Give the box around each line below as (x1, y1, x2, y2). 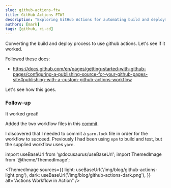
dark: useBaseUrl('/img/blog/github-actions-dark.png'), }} (28, 172, 151, 178)
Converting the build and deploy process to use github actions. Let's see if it (5, 40, 165, 46)
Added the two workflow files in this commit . (5, 121, 99, 127)
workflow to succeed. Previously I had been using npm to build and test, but (5, 136, 162, 142)
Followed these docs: (5, 56, 50, 62)
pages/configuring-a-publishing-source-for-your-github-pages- (12, 71, 148, 77)
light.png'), (5, 172, 28, 178)
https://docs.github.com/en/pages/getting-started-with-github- (12, 66, 147, 72)
